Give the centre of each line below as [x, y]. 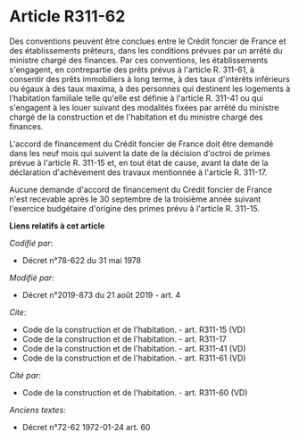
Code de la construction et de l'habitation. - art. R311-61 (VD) [134, 358]
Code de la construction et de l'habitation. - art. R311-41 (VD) [134, 348]
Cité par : [25, 375]
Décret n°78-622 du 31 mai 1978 [81, 260]
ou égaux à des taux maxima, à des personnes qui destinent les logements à [150, 88]
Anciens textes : [38, 410]
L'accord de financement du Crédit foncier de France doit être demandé [141, 144]
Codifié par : [31, 243]
